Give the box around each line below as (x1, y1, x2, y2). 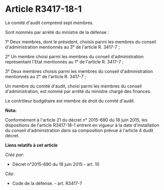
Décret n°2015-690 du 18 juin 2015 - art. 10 (12, 161, 100, 167)
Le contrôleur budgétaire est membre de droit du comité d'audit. (5, 97, 135, 104)
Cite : (5, 171, 15, 177)
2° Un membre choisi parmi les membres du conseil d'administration (5, 53, 144, 60)
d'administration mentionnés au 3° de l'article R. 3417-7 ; (5, 44, 120, 50)
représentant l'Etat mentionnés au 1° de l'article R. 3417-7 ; (5, 59, 124, 64)
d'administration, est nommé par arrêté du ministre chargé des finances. (5, 88, 152, 94)
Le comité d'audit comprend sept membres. (5, 20, 94, 26)
